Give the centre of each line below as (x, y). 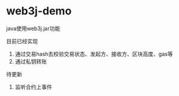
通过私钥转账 (31, 61)
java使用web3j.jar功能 (33, 28)
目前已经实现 (22, 41)
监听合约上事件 (33, 87)
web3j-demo (39, 11)
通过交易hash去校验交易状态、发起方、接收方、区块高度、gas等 (94, 54)
